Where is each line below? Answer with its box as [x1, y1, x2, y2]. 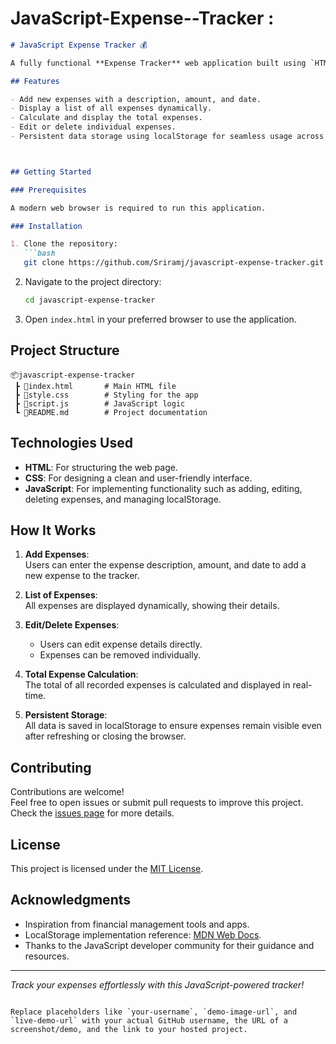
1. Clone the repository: [10, 239, 118, 249]
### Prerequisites [10, 185, 87, 195]
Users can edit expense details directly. [39, 638, 203, 651]
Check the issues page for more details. [10, 807, 175, 819]
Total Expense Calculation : [24, 668, 139, 681]
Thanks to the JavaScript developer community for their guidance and [24, 939, 315, 951]
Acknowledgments [10, 892, 132, 909]
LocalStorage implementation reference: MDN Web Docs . [24, 928, 262, 941]
